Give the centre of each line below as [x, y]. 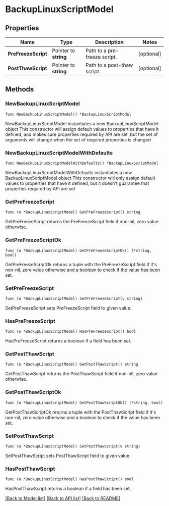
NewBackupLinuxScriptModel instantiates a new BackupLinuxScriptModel [82, 123]
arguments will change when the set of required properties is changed [78, 139]
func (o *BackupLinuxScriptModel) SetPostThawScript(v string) [73, 446]
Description [110, 42]
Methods [20, 89]
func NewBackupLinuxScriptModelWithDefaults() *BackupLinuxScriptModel [82, 163]
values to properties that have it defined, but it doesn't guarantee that [77, 183]
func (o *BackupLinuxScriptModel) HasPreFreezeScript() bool [71, 332]
